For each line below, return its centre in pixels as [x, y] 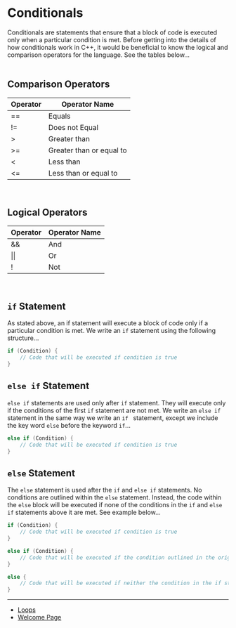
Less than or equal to [83, 173]
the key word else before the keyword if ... [69, 425]
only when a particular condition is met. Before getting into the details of [112, 39]
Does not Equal [73, 127]
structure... [23, 338]
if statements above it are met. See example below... [84, 512]
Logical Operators [47, 212]
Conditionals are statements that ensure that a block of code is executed [112, 32]
